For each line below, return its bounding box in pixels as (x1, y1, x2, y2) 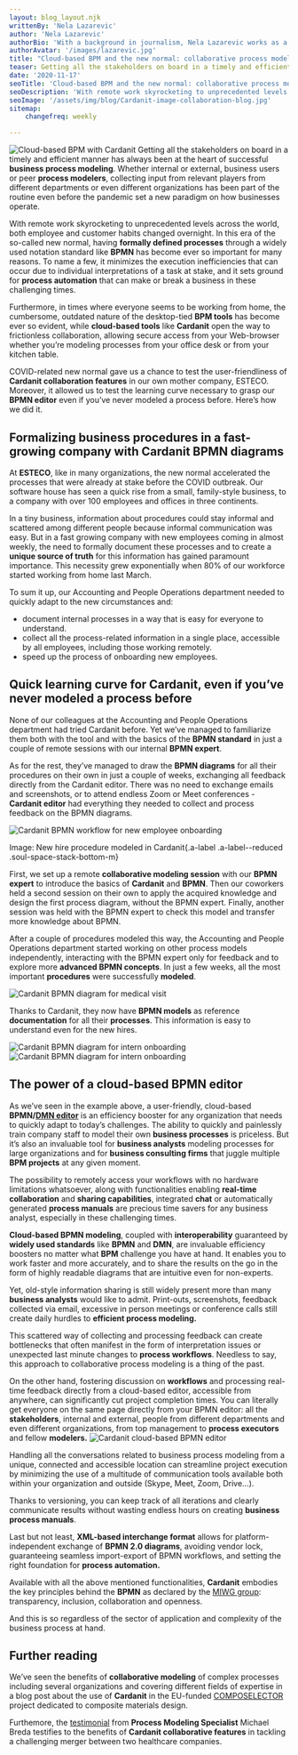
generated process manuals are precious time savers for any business (9, 1203, 269, 1213)
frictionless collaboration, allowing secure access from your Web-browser (9, 330, 280, 341)
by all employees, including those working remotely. (21, 641, 213, 652)
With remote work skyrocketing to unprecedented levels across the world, (9, 219, 279, 229)
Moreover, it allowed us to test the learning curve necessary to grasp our (9, 385, 275, 396)
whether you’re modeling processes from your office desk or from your (9, 340, 270, 350)
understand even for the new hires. (9, 1024, 137, 1034)
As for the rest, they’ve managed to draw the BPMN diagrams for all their (9, 760, 277, 770)
